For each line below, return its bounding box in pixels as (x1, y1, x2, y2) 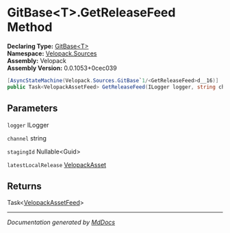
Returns (7, 180, 42, 192)
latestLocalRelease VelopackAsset (7, 160, 107, 169)
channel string (7, 134, 47, 142)
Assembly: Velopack (7, 56, 67, 64)
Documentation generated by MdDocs (7, 218, 115, 227)
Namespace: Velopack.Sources (7, 49, 97, 58)
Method (7, 19, 53, 35)
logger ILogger (7, 121, 49, 129)
